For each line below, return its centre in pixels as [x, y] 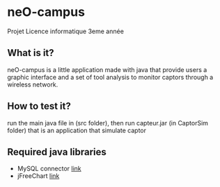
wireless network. [33, 84]
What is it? [31, 53]
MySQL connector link [49, 169]
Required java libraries [57, 152]
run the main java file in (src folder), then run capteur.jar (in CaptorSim [108, 123]
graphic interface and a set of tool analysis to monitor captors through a [110, 77]
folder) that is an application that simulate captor [77, 130]
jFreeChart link [38, 176]
